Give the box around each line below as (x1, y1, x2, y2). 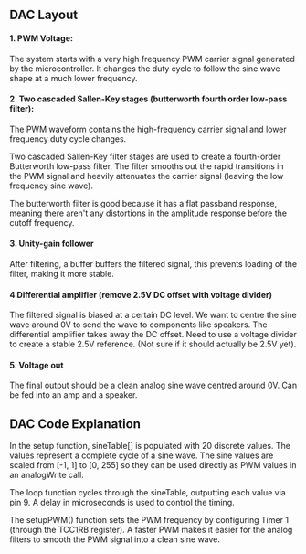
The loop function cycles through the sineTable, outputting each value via (9, 487, 286, 498)
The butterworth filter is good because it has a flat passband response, (9, 197, 278, 208)
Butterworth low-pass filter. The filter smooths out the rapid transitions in (9, 160, 284, 172)
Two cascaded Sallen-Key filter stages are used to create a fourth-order (9, 151, 281, 162)
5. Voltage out (9, 359, 64, 370)
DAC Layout (9, 7, 79, 23)
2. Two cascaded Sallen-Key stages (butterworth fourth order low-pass (9, 93, 288, 104)
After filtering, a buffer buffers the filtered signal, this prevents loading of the (9, 259, 298, 269)
